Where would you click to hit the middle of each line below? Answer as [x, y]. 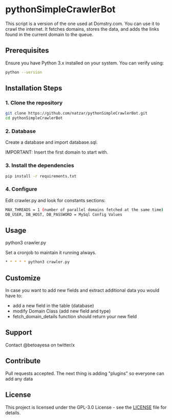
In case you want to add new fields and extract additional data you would [82, 291]
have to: [14, 296]
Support [19, 333]
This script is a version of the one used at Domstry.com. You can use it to [83, 24]
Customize [23, 278]
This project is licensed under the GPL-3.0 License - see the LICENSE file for [86, 407]
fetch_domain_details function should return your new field [75, 317]
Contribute [23, 361]
